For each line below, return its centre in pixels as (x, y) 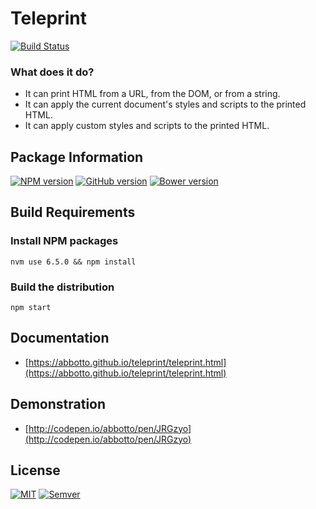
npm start (31, 308)
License (35, 470)
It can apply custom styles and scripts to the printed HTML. (147, 126)
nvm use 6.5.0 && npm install (73, 262)
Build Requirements (73, 212)
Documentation (60, 338)
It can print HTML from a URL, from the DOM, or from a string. (152, 94)
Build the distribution (62, 287)
